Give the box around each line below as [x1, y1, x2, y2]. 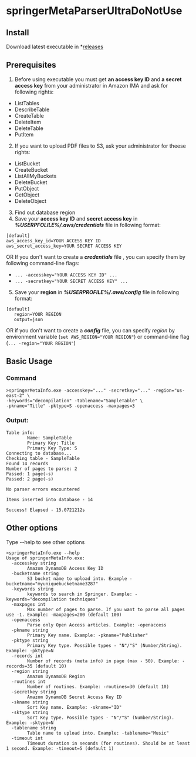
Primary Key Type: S [27, 445, 77, 451]
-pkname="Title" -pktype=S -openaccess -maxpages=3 [6, 403, 135, 409]
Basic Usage [6, 356, 53, 366]
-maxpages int [11, 601, 46, 607]
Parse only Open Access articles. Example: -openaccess [27, 622, 167, 628]
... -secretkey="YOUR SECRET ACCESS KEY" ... [14, 278, 128, 284]
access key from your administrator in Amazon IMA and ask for [14, 82, 168, 89]
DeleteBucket [14, 178, 48, 186]
